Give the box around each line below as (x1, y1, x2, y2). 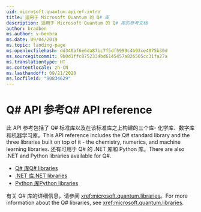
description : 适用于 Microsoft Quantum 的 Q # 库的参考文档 (6, 20, 148, 26)
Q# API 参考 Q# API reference (6, 103, 152, 117)
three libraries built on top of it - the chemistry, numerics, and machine (6, 138, 181, 146)
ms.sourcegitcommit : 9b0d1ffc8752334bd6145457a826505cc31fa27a (6, 53, 168, 59)
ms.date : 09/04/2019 (6, 37, 58, 43)
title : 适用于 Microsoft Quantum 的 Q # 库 (6, 14, 110, 20)
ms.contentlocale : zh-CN (6, 64, 68, 71)
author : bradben (6, 25, 47, 32)
